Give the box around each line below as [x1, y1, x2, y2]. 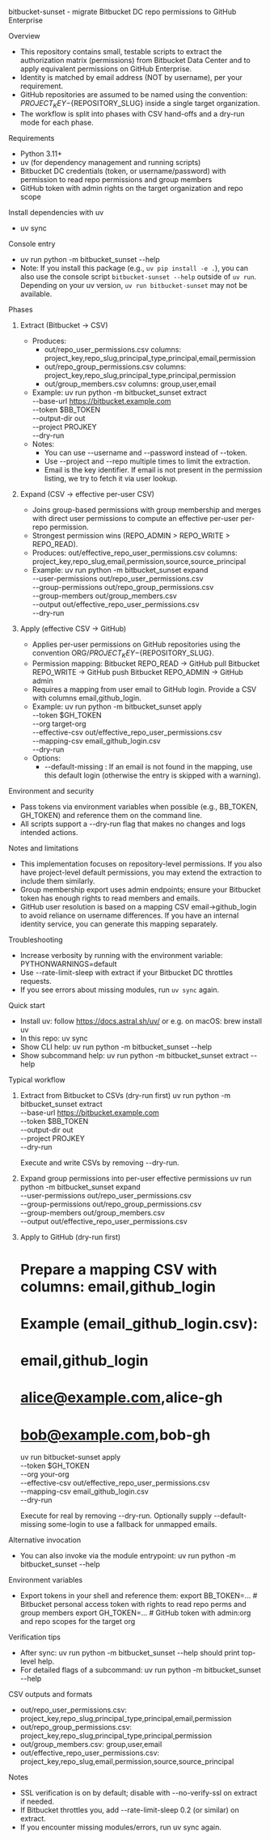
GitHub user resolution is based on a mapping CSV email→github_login [19, 901, 257, 911]
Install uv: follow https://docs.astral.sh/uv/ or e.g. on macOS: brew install [19, 1015, 263, 1026]
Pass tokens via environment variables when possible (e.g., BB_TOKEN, [19, 801, 259, 812]
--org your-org [19, 1469, 70, 1479]
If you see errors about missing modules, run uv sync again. [19, 985, 220, 994]
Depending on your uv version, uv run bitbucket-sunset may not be [19, 280, 248, 290]
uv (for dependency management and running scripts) [19, 157, 201, 167]
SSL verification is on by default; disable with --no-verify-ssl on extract [19, 1788, 258, 1798]
